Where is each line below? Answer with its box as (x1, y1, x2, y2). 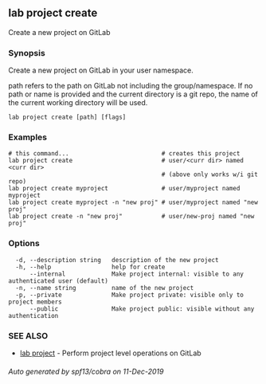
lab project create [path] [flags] (8, 113, 127, 122)
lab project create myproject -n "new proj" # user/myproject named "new (8, 198, 259, 206)
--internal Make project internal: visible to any (29, 270, 244, 278)
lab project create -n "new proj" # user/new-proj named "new (8, 213, 255, 221)
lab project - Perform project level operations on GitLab (19, 348, 201, 358)
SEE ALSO (8, 330, 49, 341)
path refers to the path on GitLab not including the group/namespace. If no (8, 81, 253, 91)
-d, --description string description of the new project (15, 256, 219, 264)
